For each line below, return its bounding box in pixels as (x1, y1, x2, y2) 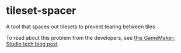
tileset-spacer (6, 4, 76, 17)
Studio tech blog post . (6, 40, 60, 47)
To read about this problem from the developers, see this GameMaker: (6, 34, 175, 41)
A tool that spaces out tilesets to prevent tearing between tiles (6, 23, 156, 30)
